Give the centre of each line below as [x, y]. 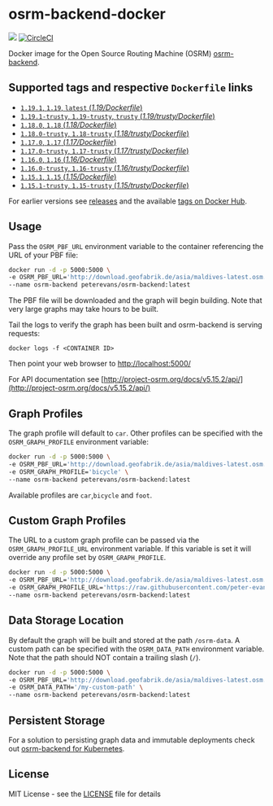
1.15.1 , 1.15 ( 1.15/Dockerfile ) [68, 177]
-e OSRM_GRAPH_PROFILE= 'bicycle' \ [69, 472]
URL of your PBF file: [43, 255]
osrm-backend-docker [87, 14]
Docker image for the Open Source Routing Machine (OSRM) [110, 53]
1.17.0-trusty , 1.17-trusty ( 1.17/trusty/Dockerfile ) [104, 151]
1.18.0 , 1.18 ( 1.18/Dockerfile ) [68, 125]
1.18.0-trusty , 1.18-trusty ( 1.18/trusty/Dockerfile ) [104, 133]
